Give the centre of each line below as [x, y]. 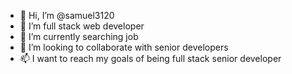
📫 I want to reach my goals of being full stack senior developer [150, 58]
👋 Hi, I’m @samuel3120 [67, 15]
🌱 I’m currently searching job [79, 36]
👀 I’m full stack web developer [82, 26]
